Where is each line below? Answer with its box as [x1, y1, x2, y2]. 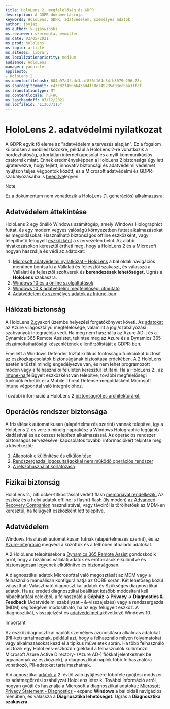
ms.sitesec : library [5, 50, 49, 55]
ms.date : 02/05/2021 [5, 36, 49, 41]
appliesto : [5, 69, 28, 74]
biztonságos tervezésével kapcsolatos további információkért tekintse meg [5, 437, 162, 443]
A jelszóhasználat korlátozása [12, 463, 75, 469]
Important [5, 619, 26, 626]
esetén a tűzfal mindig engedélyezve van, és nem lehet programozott [5, 361, 150, 367]
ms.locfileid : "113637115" [5, 102, 62, 107]
